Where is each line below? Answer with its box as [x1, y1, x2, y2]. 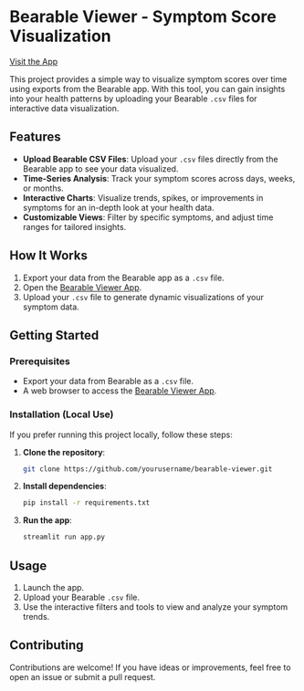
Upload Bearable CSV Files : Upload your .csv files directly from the [22, 153, 278, 164]
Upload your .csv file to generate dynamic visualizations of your [22, 291, 265, 302]
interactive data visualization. [9, 102, 120, 113]
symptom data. [22, 301, 79, 312]
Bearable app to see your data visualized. [22, 162, 179, 174]
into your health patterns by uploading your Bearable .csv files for [9, 93, 257, 104]
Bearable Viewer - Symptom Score [9, 6, 277, 27]
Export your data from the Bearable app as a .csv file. [22, 272, 225, 283]
